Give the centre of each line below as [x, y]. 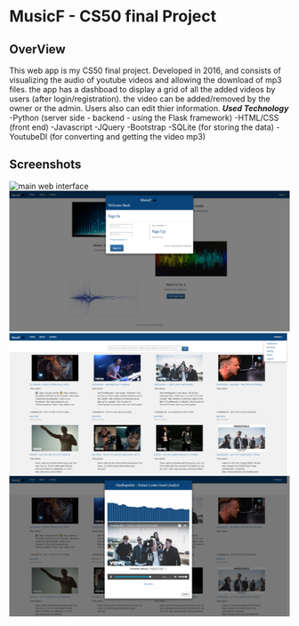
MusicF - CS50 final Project [113, 16]
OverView [37, 49]
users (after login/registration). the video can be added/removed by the [140, 99]
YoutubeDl [28, 136]
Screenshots [45, 165]
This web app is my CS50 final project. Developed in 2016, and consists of [145, 70]
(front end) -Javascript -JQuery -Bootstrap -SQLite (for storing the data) [141, 127]
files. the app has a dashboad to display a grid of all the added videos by [142, 89]
